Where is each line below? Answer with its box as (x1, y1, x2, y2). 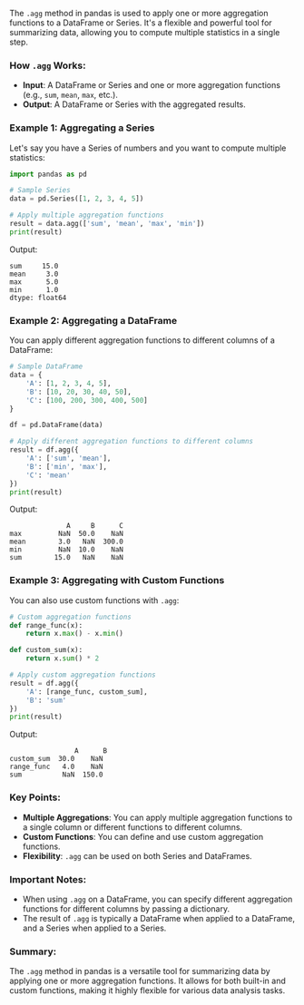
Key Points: (9, 791, 61, 804)
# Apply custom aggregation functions (9, 670, 156, 679)
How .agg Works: (9, 59, 86, 72)
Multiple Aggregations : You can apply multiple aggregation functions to (22, 812, 293, 823)
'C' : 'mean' (25, 471, 71, 480)
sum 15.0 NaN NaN (9, 553, 124, 562)
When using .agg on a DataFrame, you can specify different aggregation (22, 893, 293, 904)
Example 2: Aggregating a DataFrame (9, 314, 178, 327)
